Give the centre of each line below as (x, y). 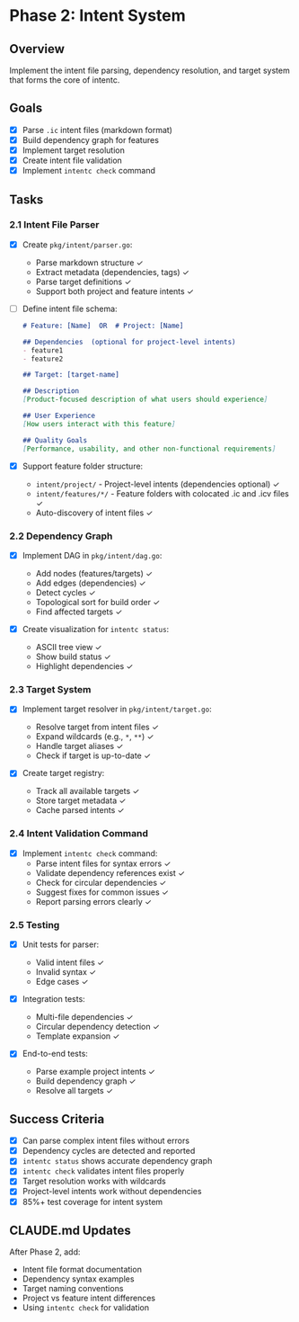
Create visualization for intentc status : (96, 629)
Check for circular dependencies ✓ (101, 882)
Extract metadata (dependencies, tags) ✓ (113, 272)
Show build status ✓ (73, 657)
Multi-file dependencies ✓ (84, 1017)
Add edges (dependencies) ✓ (91, 583)
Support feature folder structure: (83, 466)
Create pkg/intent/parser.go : (77, 245)
